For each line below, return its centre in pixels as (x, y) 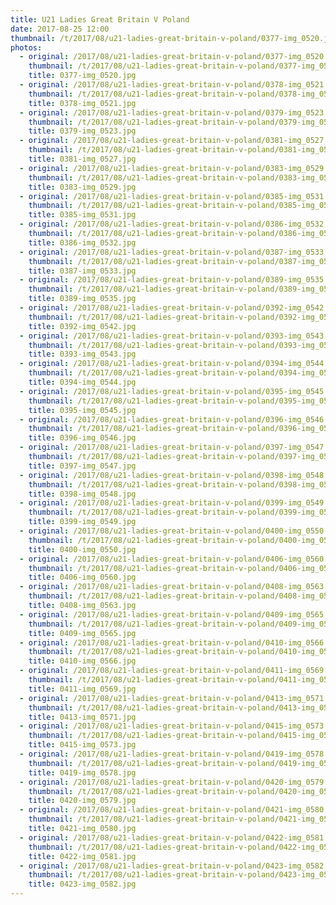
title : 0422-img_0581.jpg (82, 856)
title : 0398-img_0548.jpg (82, 494)
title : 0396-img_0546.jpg (82, 438)
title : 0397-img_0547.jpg (82, 466)
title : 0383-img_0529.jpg (82, 187)
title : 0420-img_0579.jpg (82, 801)
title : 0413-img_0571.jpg (82, 717)
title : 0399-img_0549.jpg (82, 522)
